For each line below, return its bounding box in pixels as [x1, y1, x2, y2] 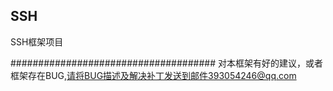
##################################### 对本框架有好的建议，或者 [10, 57, 323, 69]
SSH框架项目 [10, 35, 64, 48]
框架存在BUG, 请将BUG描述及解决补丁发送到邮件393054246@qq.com [10, 69, 297, 81]
